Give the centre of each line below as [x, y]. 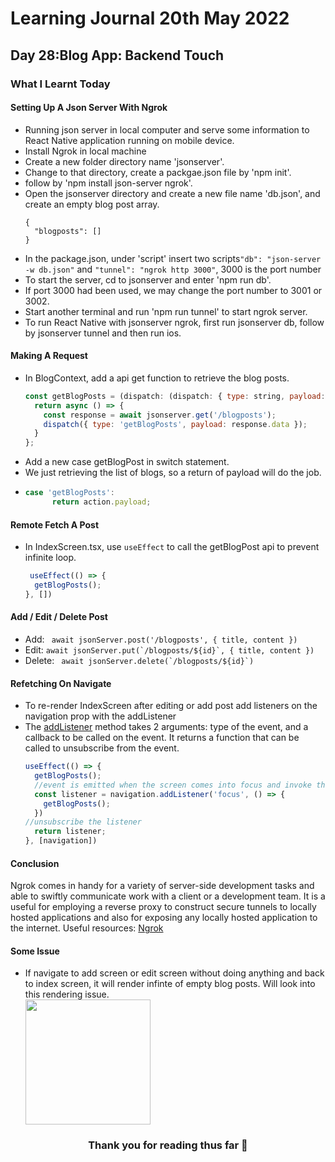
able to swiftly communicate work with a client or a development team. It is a [168, 896]
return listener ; [70, 832]
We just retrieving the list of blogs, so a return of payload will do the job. [173, 473]
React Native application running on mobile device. [129, 140]
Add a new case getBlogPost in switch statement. [127, 462]
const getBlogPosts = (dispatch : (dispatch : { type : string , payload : [175, 396]
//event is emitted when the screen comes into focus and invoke [173, 785]
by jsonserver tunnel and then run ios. [103, 333]
